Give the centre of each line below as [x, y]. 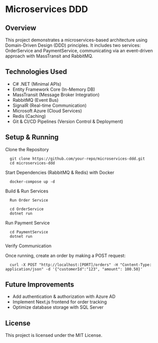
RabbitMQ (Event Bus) [35, 100]
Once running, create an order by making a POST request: [65, 255]
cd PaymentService [29, 232]
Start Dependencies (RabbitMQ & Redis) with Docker [60, 172]
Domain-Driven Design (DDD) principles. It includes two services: [73, 45]
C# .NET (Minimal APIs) [37, 84]
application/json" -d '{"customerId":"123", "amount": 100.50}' [74, 269]
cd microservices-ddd [32, 163]
